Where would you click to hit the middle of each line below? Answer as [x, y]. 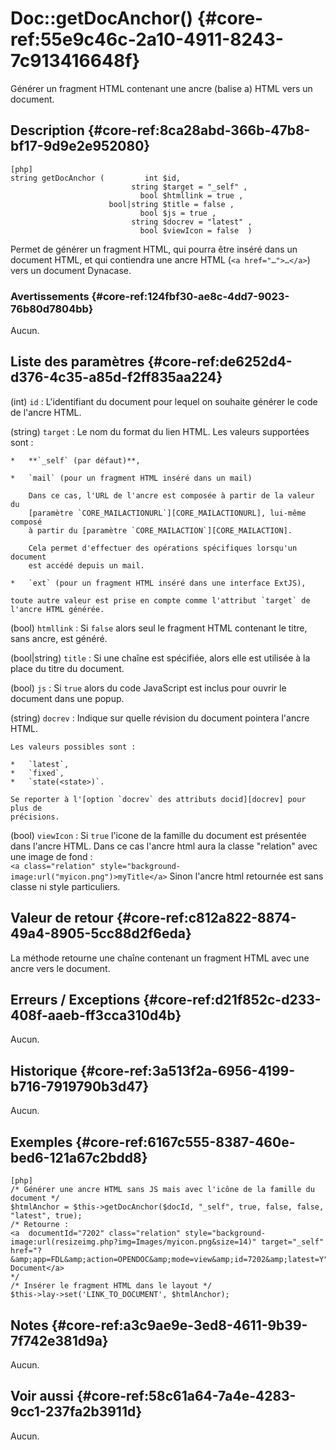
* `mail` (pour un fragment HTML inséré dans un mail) [131, 478]
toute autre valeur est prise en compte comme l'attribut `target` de [160, 600]
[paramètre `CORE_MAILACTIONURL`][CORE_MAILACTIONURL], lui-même [167, 513]
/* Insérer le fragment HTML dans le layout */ [111, 1286]
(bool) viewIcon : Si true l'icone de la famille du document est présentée [158, 835]
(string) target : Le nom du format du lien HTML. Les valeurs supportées [160, 431]
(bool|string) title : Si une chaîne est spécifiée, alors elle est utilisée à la [160, 658]
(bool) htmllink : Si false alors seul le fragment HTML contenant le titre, [159, 628]
